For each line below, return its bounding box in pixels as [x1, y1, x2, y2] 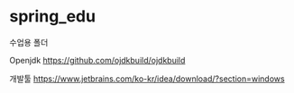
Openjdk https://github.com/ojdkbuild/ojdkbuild [9, 55, 186, 65]
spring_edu [9, 6, 96, 27]
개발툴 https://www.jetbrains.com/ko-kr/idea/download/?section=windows [9, 73, 286, 84]
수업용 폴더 [9, 37, 49, 47]
